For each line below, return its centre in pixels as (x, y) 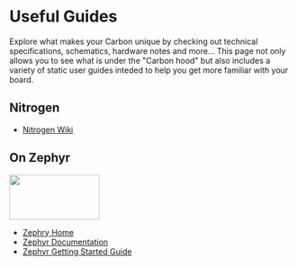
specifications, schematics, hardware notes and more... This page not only (148, 50)
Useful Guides (63, 17)
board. (22, 79)
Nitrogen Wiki (48, 129)
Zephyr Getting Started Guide (77, 251)
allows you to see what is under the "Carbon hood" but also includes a (140, 60)
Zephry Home (48, 232)
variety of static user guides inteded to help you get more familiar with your (149, 70)
